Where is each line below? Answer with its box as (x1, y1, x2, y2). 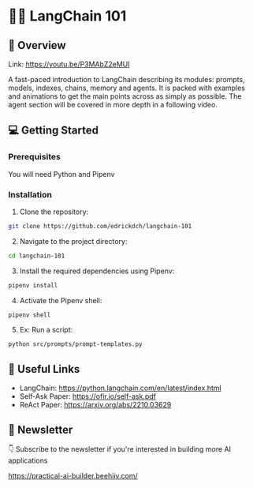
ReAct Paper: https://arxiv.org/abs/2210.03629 (19, 400, 172, 410)
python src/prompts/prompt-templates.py (8, 340, 143, 348)
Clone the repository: (19, 207, 89, 216)
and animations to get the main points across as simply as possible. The (8, 92, 242, 101)
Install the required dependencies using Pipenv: (19, 266, 175, 276)
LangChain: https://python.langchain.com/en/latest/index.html (19, 383, 222, 393)
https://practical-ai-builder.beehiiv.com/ (8, 471, 138, 480)
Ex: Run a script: (19, 325, 73, 335)
